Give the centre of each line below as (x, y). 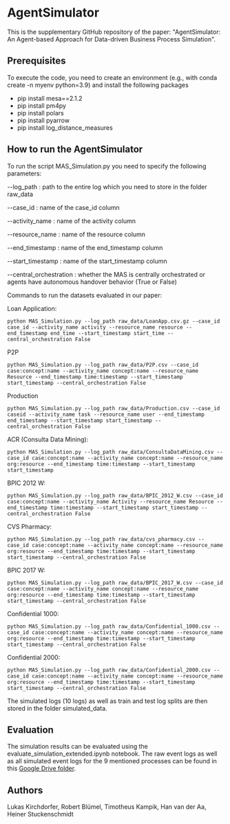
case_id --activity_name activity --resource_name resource (95, 327)
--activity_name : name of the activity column (72, 221)
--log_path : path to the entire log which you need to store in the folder (107, 186)
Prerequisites (36, 61)
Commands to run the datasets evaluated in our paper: (85, 295)
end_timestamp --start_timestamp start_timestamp (80, 420)
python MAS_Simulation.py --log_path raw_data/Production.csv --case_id (114, 408)
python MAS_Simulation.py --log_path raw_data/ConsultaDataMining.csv (111, 452)
